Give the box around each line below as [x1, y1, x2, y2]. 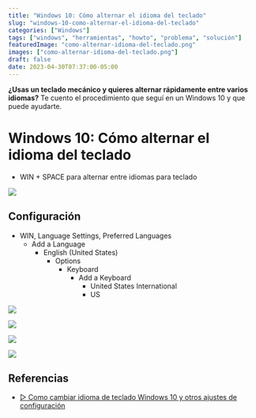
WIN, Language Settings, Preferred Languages [19, 231, 172, 240]
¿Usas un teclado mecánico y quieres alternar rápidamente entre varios [8, 85, 249, 94]
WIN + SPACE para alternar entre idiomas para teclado [19, 171, 198, 182]
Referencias [8, 371, 70, 385]
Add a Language [31, 239, 85, 249]
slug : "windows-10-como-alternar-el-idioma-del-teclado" [8, 19, 200, 27]
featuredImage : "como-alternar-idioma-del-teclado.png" [8, 41, 196, 49]
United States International [90, 281, 178, 291]
